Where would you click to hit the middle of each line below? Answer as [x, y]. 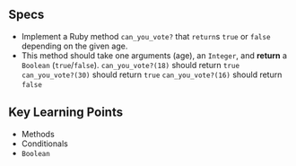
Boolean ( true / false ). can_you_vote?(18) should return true [130, 65]
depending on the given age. [74, 46]
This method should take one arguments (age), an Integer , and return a [154, 55]
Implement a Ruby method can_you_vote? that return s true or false [146, 36]
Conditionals [44, 144]
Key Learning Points [65, 113]
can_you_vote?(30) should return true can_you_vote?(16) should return [152, 74]
